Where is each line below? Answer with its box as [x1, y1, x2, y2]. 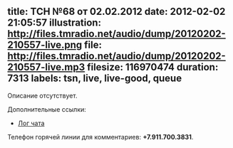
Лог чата [17, 119, 45, 127]
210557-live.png [7, 39, 83, 51]
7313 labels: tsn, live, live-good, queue [7, 73, 182, 85]
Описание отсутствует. [7, 91, 78, 100]
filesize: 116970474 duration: [86, 61, 219, 73]
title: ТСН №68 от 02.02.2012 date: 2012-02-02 [7, 6, 226, 18]
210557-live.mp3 [7, 61, 86, 73]
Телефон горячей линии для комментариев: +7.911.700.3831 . [7, 132, 194, 141]
